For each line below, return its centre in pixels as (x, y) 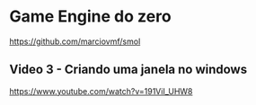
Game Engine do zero (91, 17)
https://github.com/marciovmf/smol (75, 41)
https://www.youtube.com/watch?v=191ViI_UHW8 (101, 91)
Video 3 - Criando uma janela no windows (128, 70)
